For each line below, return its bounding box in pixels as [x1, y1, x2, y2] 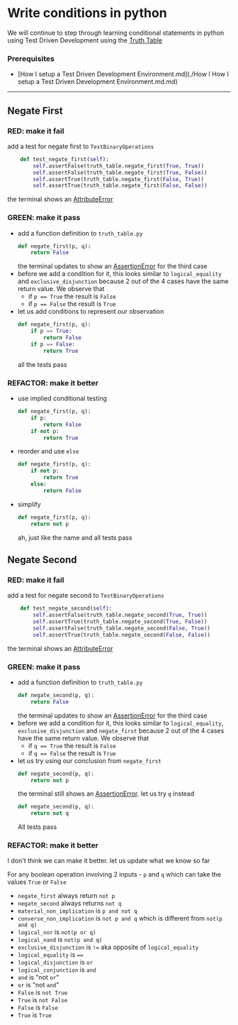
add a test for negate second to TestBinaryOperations [7, 591, 164, 600]
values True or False [7, 878, 67, 887]
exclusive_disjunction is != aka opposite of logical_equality [17, 943, 199, 952]
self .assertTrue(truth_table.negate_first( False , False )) [33, 182, 208, 190]
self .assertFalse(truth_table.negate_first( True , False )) [33, 169, 208, 176]
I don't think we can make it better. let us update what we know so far [7, 857, 210, 865]
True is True [17, 1011, 52, 1019]
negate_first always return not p [17, 892, 115, 900]
